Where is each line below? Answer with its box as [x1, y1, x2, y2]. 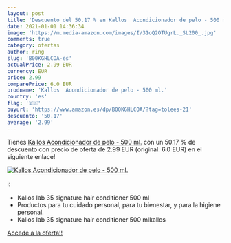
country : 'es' [7, 94, 48, 101]
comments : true [7, 36, 51, 43]
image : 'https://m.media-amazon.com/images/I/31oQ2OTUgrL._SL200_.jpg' [7, 29, 217, 36]
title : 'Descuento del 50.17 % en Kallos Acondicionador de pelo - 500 [7, 17, 220, 23]
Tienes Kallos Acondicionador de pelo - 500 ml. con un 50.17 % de [7, 138, 196, 146]
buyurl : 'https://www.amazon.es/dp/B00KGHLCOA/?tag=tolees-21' [7, 106, 192, 113]
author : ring [7, 49, 45, 56]
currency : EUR [7, 67, 48, 74]
